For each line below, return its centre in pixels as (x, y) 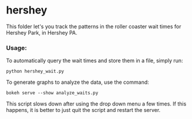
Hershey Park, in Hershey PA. (42, 32)
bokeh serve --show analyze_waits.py (52, 93)
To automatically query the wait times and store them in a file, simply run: (95, 61)
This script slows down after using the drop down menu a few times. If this (96, 104)
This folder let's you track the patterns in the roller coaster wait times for (94, 26)
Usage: (17, 47)
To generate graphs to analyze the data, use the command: (78, 82)
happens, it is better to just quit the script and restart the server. (83, 110)
